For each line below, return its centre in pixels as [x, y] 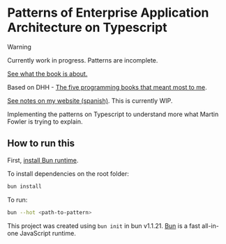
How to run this [41, 144]
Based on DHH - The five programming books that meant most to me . [107, 87]
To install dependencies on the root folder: [68, 173]
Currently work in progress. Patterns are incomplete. [83, 60]
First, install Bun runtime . [43, 160]
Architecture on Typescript [87, 27]
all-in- [211, 226]
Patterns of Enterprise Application [108, 13]
